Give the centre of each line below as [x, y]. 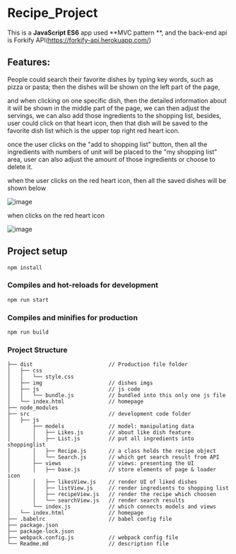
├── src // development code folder [99, 414]
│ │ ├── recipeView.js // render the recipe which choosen [112, 495]
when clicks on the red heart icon [56, 215]
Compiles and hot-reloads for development [83, 285]
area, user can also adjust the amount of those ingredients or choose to [111, 159]
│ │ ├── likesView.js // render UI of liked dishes [102, 482]
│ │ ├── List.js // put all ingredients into [101, 439]
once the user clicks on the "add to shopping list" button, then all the [107, 144]
